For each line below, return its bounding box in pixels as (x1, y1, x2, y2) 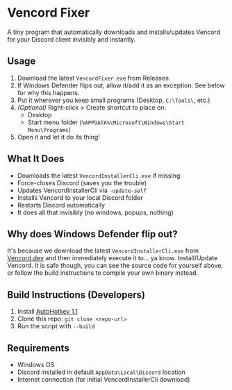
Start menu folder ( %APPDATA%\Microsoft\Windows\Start (27, 118, 185, 126)
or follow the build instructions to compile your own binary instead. (7, 269, 199, 277)
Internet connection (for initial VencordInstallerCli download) (17, 375, 190, 383)
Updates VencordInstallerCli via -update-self (17, 186, 147, 194)
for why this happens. (17, 88, 80, 96)
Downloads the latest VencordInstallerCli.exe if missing (17, 171, 181, 180)
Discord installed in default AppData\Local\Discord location (17, 368, 185, 376)
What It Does (7, 153, 65, 164)
